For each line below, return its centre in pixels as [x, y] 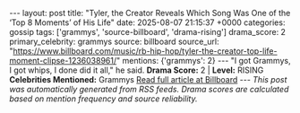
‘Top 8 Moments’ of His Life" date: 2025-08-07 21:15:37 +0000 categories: [147, 22]
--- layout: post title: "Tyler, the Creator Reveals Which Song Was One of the [150, 13]
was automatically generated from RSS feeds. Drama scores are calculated [149, 89]
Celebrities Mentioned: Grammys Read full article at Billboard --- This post [148, 79]
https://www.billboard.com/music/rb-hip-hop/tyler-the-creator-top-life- [145, 51]
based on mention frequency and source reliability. [103, 99]
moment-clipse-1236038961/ [63, 61]
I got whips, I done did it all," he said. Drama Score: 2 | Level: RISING [137, 70]
